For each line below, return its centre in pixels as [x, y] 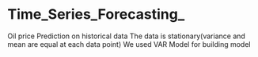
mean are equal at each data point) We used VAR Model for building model [129, 44]
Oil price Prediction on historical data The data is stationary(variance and [127, 36]
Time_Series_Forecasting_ [96, 14]
